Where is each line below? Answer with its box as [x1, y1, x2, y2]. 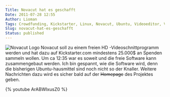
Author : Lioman [5, 17, 37, 22]
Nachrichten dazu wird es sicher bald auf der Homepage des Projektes [5, 71, 153, 77]
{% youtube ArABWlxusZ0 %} [5, 86, 68, 92]
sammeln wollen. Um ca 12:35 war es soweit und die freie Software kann [5, 55, 157, 61]
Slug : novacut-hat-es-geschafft [5, 26, 73, 31]
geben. [5, 76, 20, 82]
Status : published [5, 31, 44, 36]
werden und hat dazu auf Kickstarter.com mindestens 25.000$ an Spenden [5, 50, 162, 56]
